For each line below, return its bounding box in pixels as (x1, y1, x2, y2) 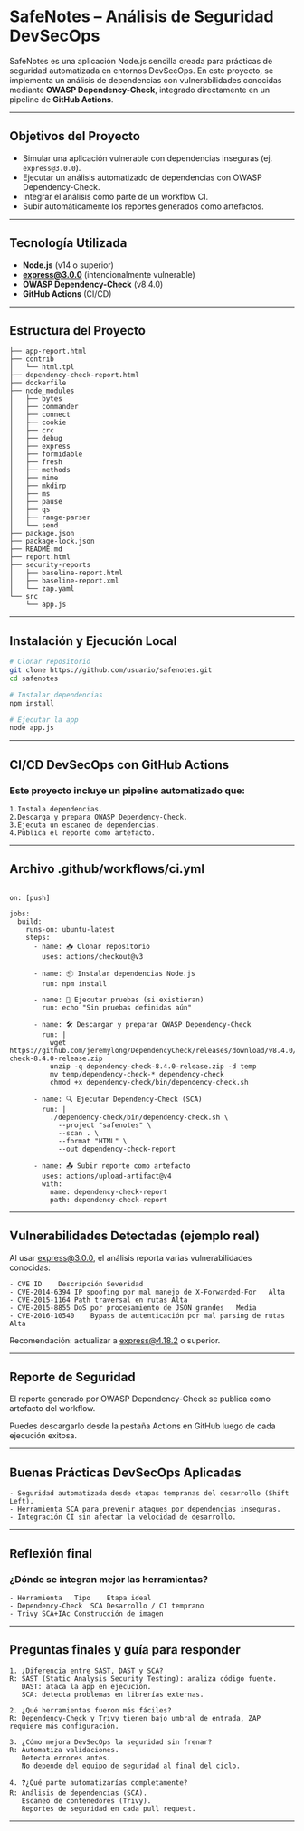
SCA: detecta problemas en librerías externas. (21, 1690, 204, 1699)
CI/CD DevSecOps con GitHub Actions (9, 757, 230, 773)
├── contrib (9, 355, 54, 364)
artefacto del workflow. (9, 1403, 96, 1414)
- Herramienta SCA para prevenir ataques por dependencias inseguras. (9, 1504, 281, 1514)
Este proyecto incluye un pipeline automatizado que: (9, 784, 246, 797)
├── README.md (9, 545, 63, 554)
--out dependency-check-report (57, 1144, 176, 1153)
